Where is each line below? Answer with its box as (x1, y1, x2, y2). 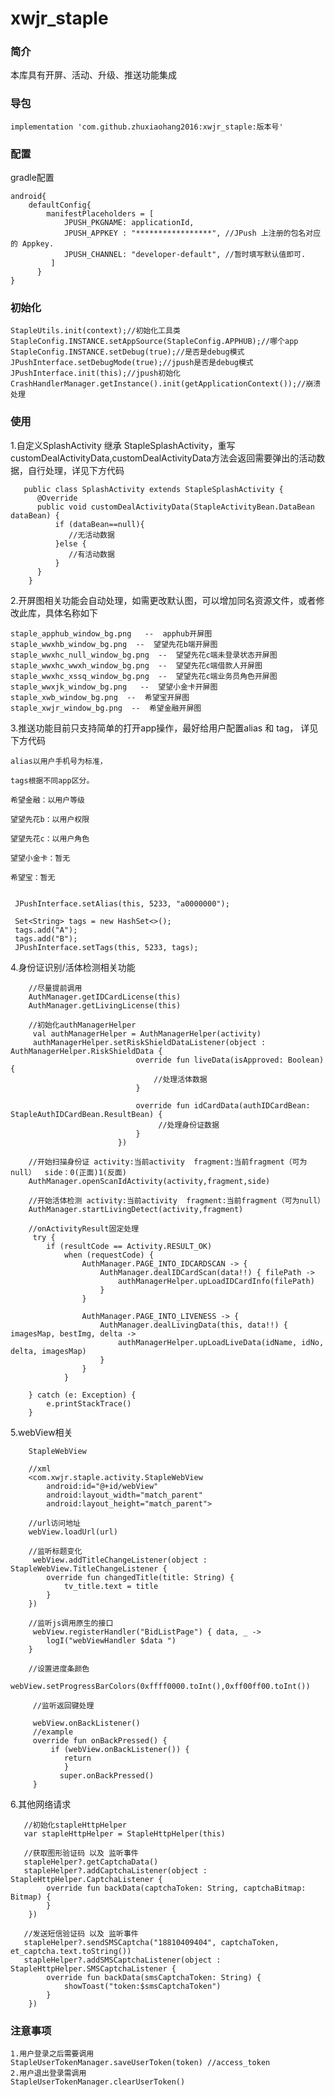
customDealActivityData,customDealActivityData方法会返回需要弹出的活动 (10, 452, 317, 464)
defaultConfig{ (28, 200, 92, 211)
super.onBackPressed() (59, 1770, 155, 1781)
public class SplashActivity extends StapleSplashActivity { (23, 484, 284, 494)
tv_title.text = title (63, 1581, 159, 1591)
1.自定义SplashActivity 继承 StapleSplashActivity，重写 (10, 439, 236, 451)
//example (32, 1727, 74, 1737)
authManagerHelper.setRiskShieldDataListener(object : (32, 1037, 267, 1047)
